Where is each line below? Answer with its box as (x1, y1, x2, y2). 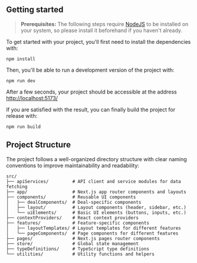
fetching (6, 184, 28, 190)
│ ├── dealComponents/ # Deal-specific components (6, 199, 142, 205)
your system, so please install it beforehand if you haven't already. (20, 27, 183, 34)
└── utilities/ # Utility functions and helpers (6, 251, 155, 257)
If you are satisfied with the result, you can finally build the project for (6, 106, 176, 113)
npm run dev (6, 78, 35, 84)
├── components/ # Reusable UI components (6, 194, 136, 200)
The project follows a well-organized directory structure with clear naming (6, 155, 188, 162)
